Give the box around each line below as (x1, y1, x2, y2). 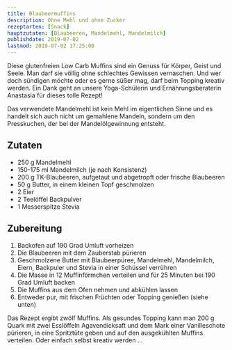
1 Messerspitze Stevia (17, 202, 80, 211)
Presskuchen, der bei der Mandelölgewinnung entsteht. (7, 120, 166, 127)
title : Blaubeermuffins (7, 10, 76, 17)
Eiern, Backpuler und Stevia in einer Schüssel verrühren (17, 263, 177, 271)
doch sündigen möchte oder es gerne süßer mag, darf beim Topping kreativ (7, 77, 225, 84)
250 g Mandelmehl (17, 158, 72, 166)
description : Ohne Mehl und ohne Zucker (7, 17, 126, 24)
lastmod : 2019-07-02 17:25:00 (7, 42, 95, 49)
